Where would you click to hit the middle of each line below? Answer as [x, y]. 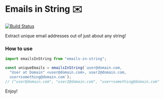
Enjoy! [12, 91]
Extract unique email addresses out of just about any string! [66, 36]
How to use [19, 49]
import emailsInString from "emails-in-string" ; [56, 59]
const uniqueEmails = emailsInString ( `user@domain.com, [64, 68]
